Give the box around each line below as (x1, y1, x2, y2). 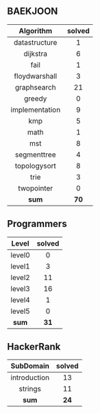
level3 (10, 284, 31, 293)
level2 (10, 273, 31, 282)
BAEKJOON (7, 6, 58, 17)
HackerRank (7, 341, 61, 353)
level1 (10, 262, 31, 271)
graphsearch (14, 82, 56, 92)
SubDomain (10, 362, 50, 371)
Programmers (7, 218, 67, 230)
